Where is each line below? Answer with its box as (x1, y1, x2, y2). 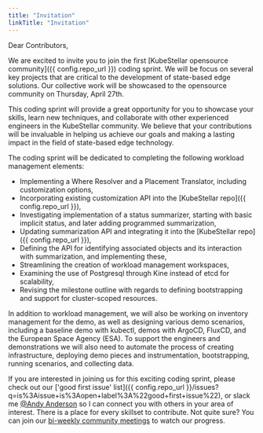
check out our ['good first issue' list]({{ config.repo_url (8, 382, 184, 391)
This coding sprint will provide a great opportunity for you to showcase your (8, 104, 254, 114)
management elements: (8, 161, 85, 171)
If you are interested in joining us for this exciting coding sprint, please (8, 374, 236, 383)
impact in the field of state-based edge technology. (8, 138, 174, 147)
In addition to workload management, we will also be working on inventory (8, 308, 249, 318)
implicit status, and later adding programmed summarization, (19, 218, 217, 228)
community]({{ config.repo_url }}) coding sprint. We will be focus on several (8, 64, 254, 73)
